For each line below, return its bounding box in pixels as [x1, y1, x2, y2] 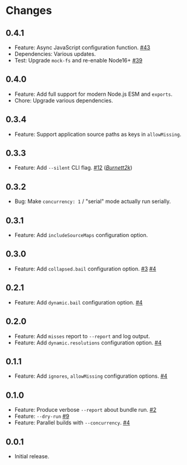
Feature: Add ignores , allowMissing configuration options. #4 [14, 372, 168, 380]
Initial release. [14, 452, 50, 460]
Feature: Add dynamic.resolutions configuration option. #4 [14, 339, 162, 346]
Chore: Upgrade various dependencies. [14, 96, 113, 104]
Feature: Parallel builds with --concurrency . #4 [14, 419, 131, 426]
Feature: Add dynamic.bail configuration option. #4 [14, 298, 143, 306]
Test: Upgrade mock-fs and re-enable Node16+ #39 [14, 57, 143, 64]
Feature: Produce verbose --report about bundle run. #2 [14, 406, 157, 413]
